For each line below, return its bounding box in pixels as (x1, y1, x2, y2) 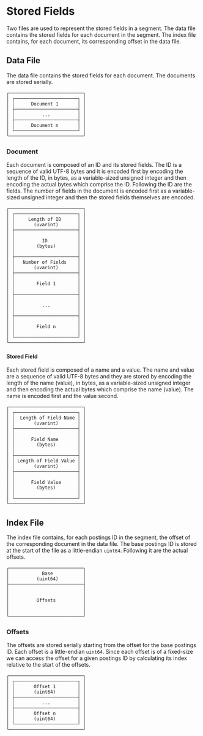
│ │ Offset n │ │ (6, 710, 86, 717)
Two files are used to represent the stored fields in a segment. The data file (6, 25, 196, 32)
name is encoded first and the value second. (6, 393, 119, 400)
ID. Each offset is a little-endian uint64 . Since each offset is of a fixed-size (6, 648, 194, 656)
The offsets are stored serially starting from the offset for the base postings (6, 642, 197, 649)
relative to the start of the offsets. (6, 661, 90, 669)
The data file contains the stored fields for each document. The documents (6, 72, 196, 79)
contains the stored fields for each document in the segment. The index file (6, 31, 196, 38)
